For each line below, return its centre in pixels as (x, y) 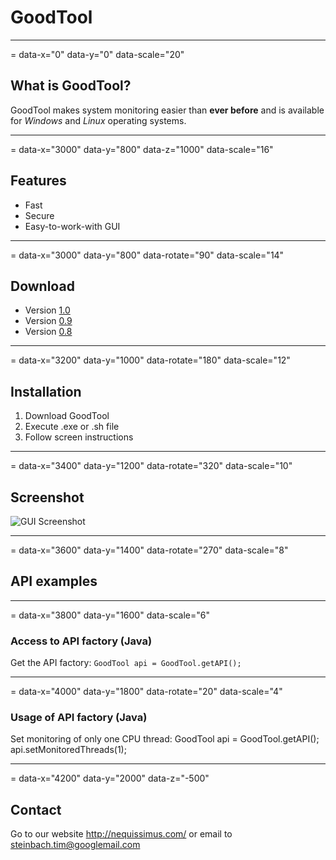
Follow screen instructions (79, 437)
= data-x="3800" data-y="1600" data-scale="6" (110, 615)
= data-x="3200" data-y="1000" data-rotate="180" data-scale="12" (150, 360)
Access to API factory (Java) (81, 641)
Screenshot (47, 497)
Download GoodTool (67, 416)
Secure (39, 215)
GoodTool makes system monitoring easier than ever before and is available (167, 110)
